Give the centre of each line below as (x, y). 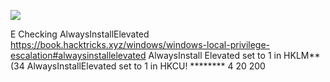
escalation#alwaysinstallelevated (78, 55)
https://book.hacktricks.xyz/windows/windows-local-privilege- (140, 44)
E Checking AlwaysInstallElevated (80, 34)
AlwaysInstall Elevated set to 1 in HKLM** (234, 55)
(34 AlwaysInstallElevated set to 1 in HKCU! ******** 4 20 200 (138, 66)
